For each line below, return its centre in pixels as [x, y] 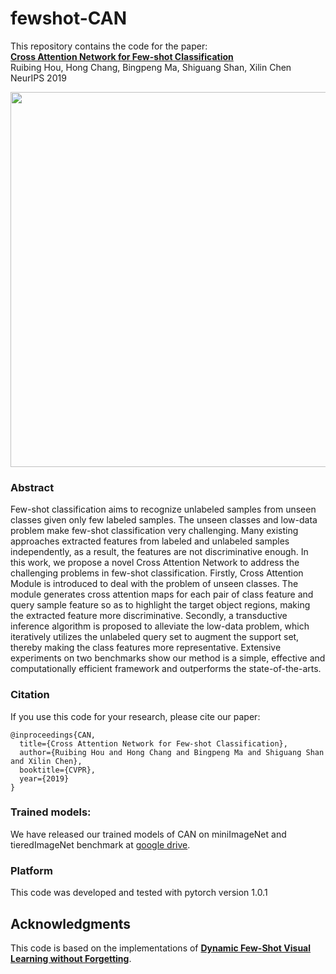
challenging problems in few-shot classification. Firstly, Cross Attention [157, 573]
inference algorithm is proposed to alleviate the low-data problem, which [160, 626]
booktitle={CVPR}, [58, 770]
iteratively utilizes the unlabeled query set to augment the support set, [155, 637]
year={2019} [44, 778]
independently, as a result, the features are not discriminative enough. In [159, 552]
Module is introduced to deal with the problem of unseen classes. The [154, 584]
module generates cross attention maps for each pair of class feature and [162, 594]
